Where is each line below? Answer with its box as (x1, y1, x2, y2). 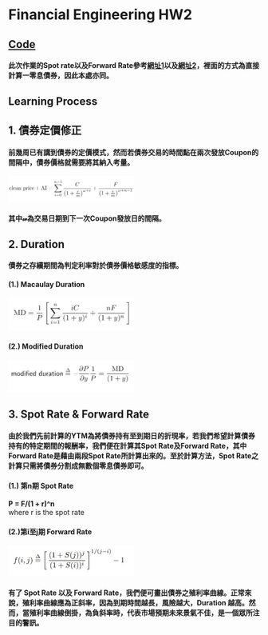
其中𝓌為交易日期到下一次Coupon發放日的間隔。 (8, 214, 166, 223)
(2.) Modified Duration (8, 341, 84, 351)
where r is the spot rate (8, 508, 85, 517)
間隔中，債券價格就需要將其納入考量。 (8, 158, 134, 167)
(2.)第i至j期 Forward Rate (8, 526, 93, 537)
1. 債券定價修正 (8, 123, 82, 137)
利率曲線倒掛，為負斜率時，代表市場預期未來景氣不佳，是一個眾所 (35, 608, 253, 617)
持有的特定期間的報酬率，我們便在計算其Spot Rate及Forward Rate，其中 (8, 441, 247, 450)
